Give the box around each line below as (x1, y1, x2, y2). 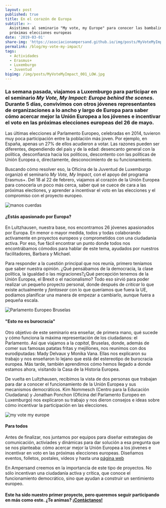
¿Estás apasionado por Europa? (5, 214, 72, 220)
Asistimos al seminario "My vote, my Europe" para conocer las (9, 26, 142, 31)
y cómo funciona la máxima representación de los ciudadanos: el (5, 335, 137, 340)
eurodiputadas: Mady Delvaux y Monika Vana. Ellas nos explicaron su (5, 350, 147, 356)
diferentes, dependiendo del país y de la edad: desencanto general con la (5, 146, 155, 152)
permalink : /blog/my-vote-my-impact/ (5, 44, 83, 49)
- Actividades (9, 53, 39, 58)
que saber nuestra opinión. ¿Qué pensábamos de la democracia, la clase (5, 266, 154, 272)
